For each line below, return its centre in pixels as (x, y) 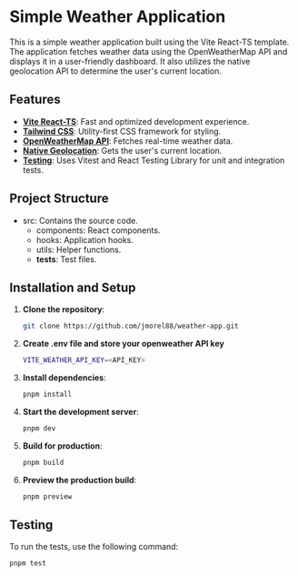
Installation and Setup (73, 287)
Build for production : (62, 445)
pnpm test (28, 563)
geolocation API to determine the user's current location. (116, 71)
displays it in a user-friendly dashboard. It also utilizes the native (130, 61)
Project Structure (59, 199)
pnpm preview (47, 496)
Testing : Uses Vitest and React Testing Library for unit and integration (154, 160)
